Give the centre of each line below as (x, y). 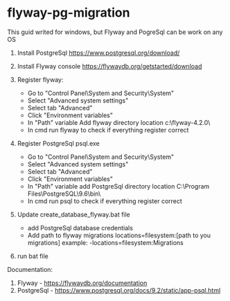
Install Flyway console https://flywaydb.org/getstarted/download (109, 66)
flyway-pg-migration (69, 13)
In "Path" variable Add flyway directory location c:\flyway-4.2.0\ (119, 122)
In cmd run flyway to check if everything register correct (108, 130)
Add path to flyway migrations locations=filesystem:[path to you (119, 235)
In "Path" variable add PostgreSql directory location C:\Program (118, 186)
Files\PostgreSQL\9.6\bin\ (64, 193)
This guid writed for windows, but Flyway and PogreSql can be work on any (115, 32)
